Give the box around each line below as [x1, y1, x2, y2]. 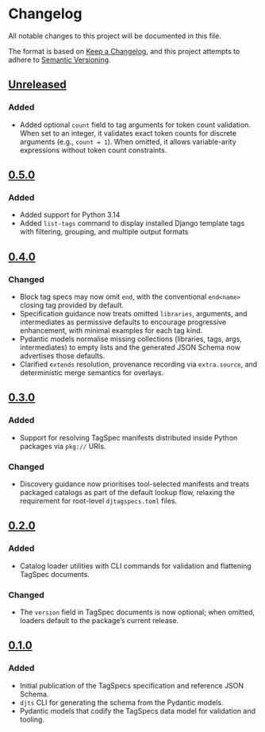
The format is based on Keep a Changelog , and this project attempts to [8, 46, 240, 56]
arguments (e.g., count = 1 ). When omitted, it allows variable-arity [19, 137, 236, 146]
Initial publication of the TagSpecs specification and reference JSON [19, 680, 244, 690]
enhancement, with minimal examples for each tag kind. [19, 326, 203, 335]
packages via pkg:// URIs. [19, 441, 106, 451]
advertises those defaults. [19, 351, 106, 360]
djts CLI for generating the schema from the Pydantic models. [19, 697, 224, 707]
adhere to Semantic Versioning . [8, 55, 111, 64]
